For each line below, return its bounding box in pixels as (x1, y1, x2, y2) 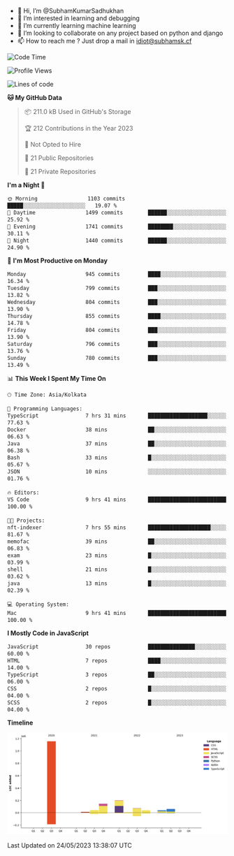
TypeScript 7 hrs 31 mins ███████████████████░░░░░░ (7, 412, 227, 419)
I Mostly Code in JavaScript (7, 629, 89, 637)
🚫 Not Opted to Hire (24, 140, 82, 148)
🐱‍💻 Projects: (7, 517, 45, 524)
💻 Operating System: (7, 601, 70, 608)
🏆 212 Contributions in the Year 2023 (24, 124, 133, 132)
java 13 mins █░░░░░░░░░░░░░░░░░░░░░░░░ (7, 580, 227, 587)
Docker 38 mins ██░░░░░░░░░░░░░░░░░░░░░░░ (7, 426, 227, 433)
